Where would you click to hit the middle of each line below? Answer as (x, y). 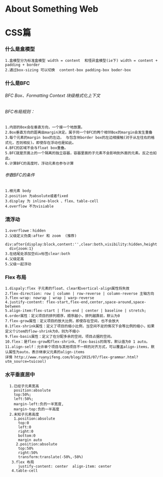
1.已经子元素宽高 (24, 386)
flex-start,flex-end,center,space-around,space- (96, 302)
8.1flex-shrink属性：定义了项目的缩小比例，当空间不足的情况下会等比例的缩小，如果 (80, 326)
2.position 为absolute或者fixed (37, 196)
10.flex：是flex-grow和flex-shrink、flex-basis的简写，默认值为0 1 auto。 (77, 342)
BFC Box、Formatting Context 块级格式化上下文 (53, 95)
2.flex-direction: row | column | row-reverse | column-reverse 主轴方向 (80, 294)
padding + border (23, 65)
